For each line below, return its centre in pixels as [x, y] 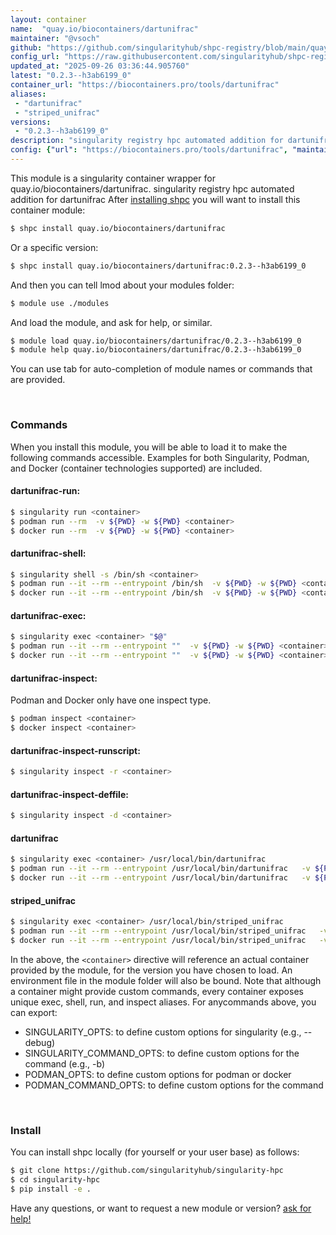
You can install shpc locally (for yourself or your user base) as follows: [155, 1152]
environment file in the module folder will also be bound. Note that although [166, 980]
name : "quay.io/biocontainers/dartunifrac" [104, 29]
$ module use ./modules [60, 303]
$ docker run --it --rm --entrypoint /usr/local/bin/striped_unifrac [158, 940]
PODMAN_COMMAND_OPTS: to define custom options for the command [174, 1085]
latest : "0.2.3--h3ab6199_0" [71, 76]
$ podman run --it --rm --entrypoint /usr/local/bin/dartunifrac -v [160, 869]
